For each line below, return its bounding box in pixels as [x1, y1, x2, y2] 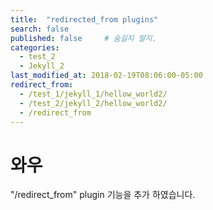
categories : [10, 42, 60, 53]
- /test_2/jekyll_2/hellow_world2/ [19, 98, 168, 108]
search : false [10, 24, 70, 34]
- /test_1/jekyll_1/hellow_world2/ [19, 89, 168, 99]
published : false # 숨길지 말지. [10, 33, 157, 43]
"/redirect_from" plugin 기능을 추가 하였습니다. [10, 189, 196, 201]
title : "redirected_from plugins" [10, 14, 159, 25]
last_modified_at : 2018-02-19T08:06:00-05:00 [10, 71, 203, 81]
